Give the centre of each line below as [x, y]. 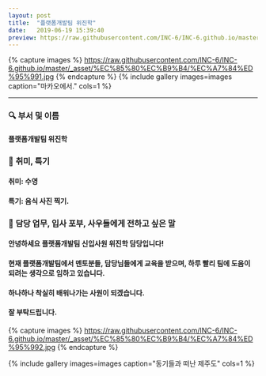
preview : [23, 38]
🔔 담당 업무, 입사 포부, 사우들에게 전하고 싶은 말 [92, 224]
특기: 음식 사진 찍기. [39, 201]
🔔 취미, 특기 [29, 161]
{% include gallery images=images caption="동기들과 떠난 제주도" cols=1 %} [131, 363]
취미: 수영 [23, 182]
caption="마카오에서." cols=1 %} [60, 86]
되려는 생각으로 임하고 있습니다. [57, 273]
